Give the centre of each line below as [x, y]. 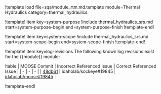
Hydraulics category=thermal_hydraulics [46, 12]
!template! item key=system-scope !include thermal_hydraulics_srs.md [77, 37]
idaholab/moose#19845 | [30, 77]
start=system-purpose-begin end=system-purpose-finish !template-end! [80, 27]
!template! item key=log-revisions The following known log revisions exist [80, 51]
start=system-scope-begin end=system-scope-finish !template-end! [75, 42]
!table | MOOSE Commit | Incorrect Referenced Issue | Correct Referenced [81, 66]
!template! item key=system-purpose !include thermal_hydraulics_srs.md [79, 22]
